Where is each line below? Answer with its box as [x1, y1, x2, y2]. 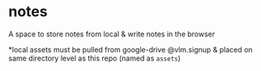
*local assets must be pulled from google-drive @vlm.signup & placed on [8, 44, 253, 54]
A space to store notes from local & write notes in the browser [8, 29, 216, 39]
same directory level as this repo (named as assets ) [8, 53, 181, 63]
